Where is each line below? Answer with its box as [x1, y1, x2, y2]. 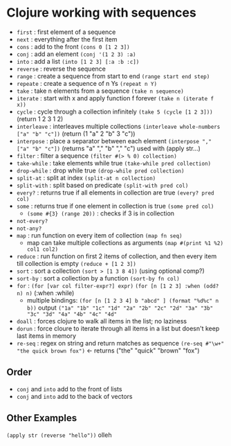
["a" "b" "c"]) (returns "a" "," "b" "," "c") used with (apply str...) [16, 144, 201, 152]
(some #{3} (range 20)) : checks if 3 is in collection [26, 209, 174, 217]
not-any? [16, 225, 42, 232]
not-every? [16, 217, 48, 224]
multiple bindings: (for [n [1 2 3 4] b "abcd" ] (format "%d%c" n [26, 296, 219, 304]
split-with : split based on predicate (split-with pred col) [16, 181, 189, 189]
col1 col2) [26, 246, 59, 253]
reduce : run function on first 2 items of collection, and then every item [16, 251, 217, 260]
